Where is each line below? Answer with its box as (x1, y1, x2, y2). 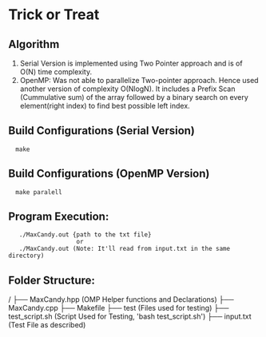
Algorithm (8, 38, 60, 51)
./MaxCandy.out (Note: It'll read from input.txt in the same (18, 245, 230, 253)
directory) (8, 252, 45, 260)
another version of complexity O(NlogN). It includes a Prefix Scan (19, 84, 236, 93)
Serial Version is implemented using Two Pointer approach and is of (19, 58, 243, 68)
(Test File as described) (8, 320, 86, 330)
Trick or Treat (8, 6, 100, 24)
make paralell (15, 188, 62, 196)
